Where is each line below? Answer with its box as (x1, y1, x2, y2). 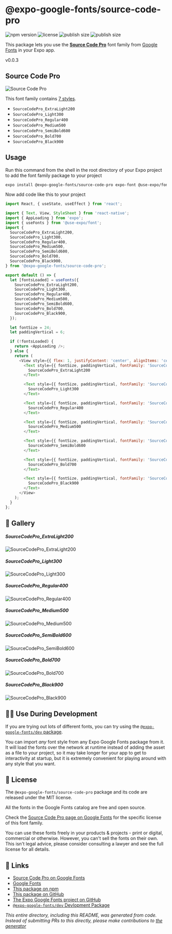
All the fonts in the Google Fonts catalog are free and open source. (5, 804, 146, 811)
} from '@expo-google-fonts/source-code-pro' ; (5, 263, 106, 268)
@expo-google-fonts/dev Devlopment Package (12, 902, 110, 908)
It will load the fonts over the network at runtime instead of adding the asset (5, 744, 165, 750)
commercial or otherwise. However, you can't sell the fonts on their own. (5, 835, 158, 841)
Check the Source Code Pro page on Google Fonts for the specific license (5, 814, 162, 821)
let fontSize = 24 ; (10, 325, 52, 330)
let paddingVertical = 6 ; (10, 330, 66, 335)
